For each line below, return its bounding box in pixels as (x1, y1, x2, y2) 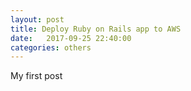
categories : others (10, 42, 92, 53)
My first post (10, 70, 63, 82)
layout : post (10, 14, 65, 25)
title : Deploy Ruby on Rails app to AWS (10, 24, 182, 34)
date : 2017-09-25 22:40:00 (10, 33, 132, 43)
